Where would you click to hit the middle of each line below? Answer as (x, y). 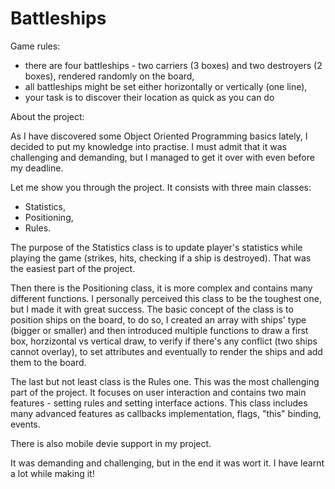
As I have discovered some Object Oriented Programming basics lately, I (159, 136)
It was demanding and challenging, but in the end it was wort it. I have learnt (167, 463)
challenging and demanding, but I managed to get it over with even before (162, 157)
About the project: (47, 116)
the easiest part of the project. (73, 268)
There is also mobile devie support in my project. (111, 443)
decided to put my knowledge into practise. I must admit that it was (148, 146)
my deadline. (37, 168)
